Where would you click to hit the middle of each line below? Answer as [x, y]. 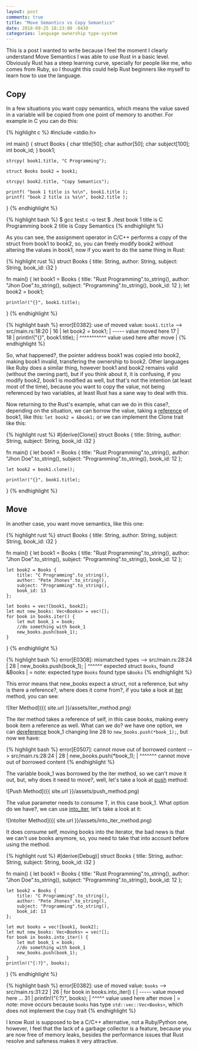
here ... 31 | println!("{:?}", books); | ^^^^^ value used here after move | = [93, 998]
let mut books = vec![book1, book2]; [53, 927]
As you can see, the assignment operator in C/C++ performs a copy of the [97, 237]
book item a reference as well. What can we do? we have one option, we [94, 725]
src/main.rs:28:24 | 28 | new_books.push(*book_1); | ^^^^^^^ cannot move [100, 756]
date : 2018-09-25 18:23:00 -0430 [47, 28]
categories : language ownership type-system [62, 34]
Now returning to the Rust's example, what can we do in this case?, [88, 404]
